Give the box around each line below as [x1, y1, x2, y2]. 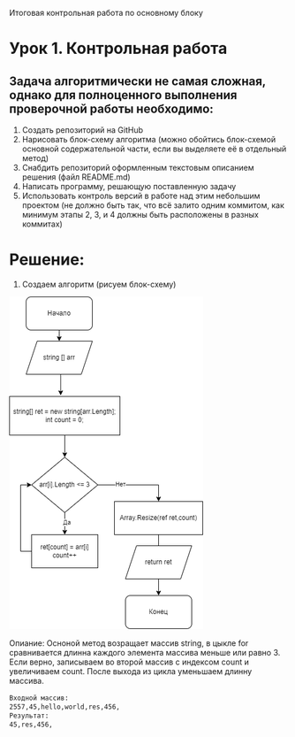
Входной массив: [9, 694, 69, 702]
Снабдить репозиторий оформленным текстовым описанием [21, 163, 254, 173]
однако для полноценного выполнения [9, 88, 238, 103]
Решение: [9, 250, 86, 270]
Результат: [9, 711, 49, 720]
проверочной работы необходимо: [9, 101, 214, 116]
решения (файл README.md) [21, 172, 131, 182]
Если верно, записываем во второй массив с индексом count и [9, 656, 250, 667]
